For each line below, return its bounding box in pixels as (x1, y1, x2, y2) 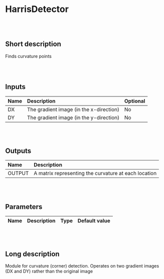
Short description (5, 40, 62, 48)
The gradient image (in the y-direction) (27, 114, 120, 121)
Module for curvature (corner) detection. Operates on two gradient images (5, 263, 159, 268)
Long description (5, 249, 60, 258)
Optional (124, 97, 145, 104)
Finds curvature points (5, 53, 52, 59)
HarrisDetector (5, 3, 69, 15)
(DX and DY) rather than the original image (5, 268, 93, 274)
